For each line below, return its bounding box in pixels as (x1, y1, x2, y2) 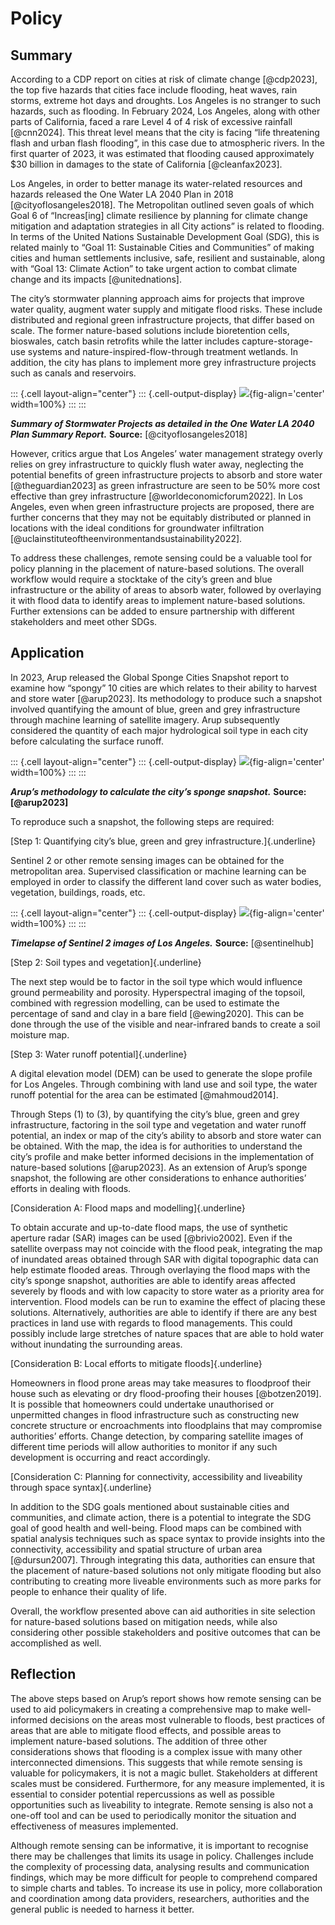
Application (10, 645, 85, 662)
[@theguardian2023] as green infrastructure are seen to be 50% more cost (10, 480, 321, 491)
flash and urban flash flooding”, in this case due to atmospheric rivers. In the (10, 137, 325, 149)
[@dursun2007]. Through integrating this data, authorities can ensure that (10, 1553, 316, 1566)
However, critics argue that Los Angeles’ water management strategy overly (10, 448, 323, 459)
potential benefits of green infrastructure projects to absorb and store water (10, 469, 323, 481)
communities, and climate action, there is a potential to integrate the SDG (10, 1511, 312, 1523)
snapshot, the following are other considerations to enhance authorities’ (10, 1172, 307, 1184)
